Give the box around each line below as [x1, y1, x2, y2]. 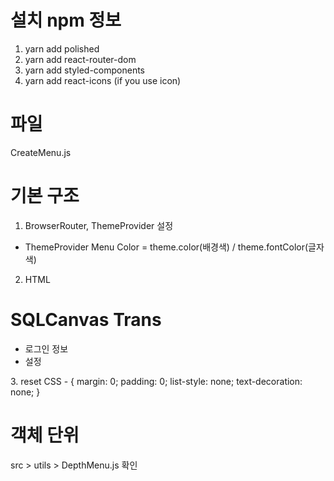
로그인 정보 [24, 342, 69, 355]
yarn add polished [24, 42, 100, 55]
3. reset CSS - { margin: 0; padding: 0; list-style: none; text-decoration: [10, 375, 303, 387]
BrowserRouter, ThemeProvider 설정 [24, 219, 174, 231]
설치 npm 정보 [10, 9, 122, 32]
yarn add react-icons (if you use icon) [24, 74, 182, 86]
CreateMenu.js [10, 146, 72, 158]
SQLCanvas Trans [10, 309, 162, 331]
